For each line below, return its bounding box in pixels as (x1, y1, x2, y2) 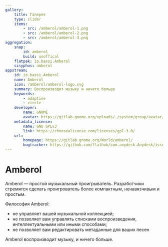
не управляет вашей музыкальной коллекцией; (12, 210, 114, 216)
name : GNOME (23, 110, 48, 115)
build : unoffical (23, 54, 59, 59)
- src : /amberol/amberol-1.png (23, 26, 88, 31)
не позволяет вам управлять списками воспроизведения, (12, 216, 137, 222)
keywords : (14, 91, 35, 96)
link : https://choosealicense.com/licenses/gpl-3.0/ (23, 128, 135, 133)
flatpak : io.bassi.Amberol (14, 59, 70, 64)
